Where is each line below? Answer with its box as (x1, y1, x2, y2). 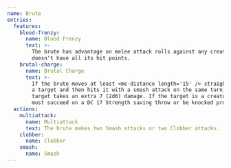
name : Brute (7, 10, 41, 17)
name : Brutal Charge (25, 67, 85, 74)
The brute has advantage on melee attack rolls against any (32, 49, 208, 56)
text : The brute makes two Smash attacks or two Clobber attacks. (25, 125, 220, 132)
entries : (7, 16, 32, 23)
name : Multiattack (25, 118, 78, 125)
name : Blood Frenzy (25, 36, 81, 43)
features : (13, 23, 41, 29)
